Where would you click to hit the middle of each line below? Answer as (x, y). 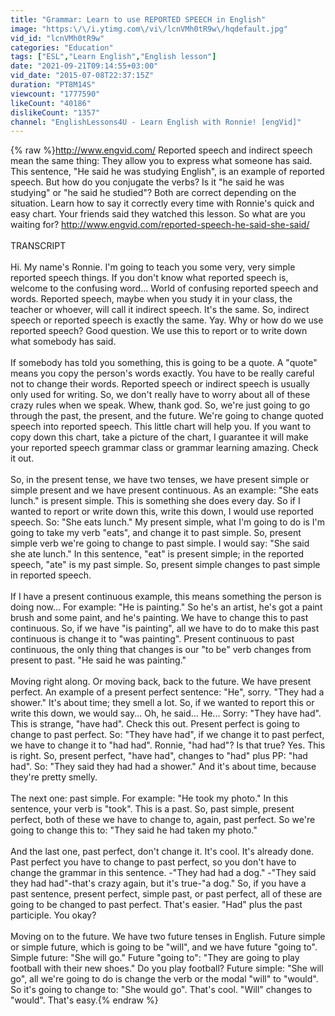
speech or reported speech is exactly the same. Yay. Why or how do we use (167, 320)
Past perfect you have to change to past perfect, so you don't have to (153, 862)
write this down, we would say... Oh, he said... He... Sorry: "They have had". (166, 713)
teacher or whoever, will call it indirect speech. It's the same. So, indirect (160, 310)
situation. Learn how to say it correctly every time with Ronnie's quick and (162, 203)
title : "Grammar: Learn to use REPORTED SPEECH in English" (138, 19)
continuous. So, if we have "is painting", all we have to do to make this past (165, 628)
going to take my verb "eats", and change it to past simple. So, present (156, 533)
